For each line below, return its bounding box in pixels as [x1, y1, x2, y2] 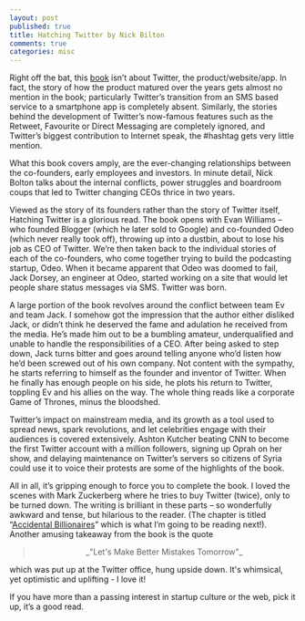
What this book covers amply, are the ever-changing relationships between [9, 158, 291, 169]
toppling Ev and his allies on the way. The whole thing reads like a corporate [9, 387, 295, 398]
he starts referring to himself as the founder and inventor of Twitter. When [9, 367, 287, 378]
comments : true [9, 38, 67, 48]
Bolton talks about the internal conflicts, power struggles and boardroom [9, 177, 282, 188]
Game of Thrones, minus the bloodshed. [9, 397, 161, 408]
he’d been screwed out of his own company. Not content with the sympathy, [9, 357, 295, 369]
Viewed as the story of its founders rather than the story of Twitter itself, [9, 204, 280, 215]
